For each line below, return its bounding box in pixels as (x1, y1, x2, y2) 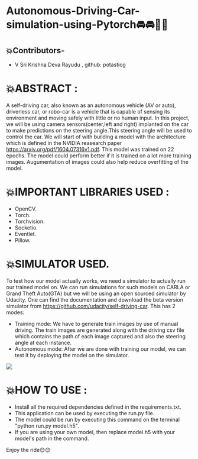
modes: (6, 309, 25, 316)
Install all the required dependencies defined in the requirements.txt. (14, 403, 181, 410)
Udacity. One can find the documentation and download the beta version (6, 296, 183, 303)
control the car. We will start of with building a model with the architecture (6, 133, 186, 140)
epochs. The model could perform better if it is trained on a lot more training (6, 152, 191, 159)
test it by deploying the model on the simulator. (14, 351, 129, 358)
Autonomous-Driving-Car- (6, 4, 140, 18)
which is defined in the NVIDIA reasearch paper (6, 139, 122, 146)
